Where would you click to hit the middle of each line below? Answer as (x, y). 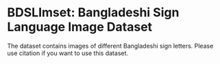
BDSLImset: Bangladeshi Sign (93, 13)
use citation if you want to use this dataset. (68, 53)
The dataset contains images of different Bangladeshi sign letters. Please (110, 46)
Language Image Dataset (80, 27)
